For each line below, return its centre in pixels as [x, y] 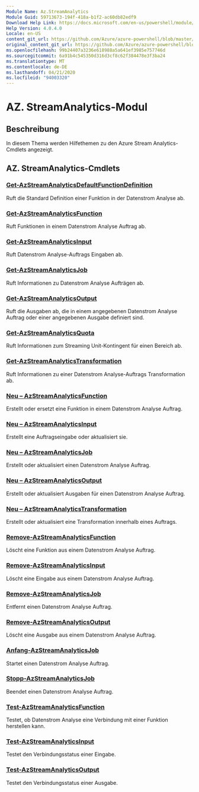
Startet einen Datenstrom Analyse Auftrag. [58, 663]
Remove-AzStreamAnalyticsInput [56, 565]
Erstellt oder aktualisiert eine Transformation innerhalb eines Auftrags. [92, 522]
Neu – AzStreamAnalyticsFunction [57, 396]
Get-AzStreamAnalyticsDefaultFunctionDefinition [79, 185]
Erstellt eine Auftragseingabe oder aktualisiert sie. [67, 437]
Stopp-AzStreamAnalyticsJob [50, 679]
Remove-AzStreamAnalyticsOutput [58, 622]
